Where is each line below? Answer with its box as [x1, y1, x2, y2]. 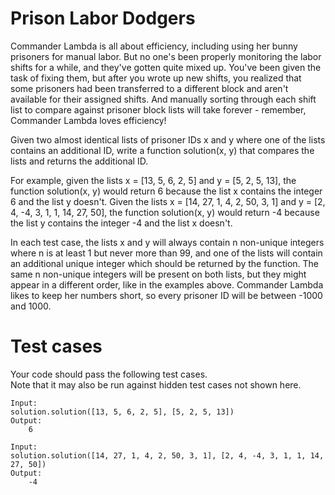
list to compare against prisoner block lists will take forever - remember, [10, 103, 307, 116]
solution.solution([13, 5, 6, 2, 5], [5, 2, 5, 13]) [10, 407, 235, 417]
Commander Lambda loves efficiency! [10, 114, 167, 126]
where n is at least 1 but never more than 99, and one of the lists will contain [10, 247, 323, 259]
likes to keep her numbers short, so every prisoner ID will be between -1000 [10, 289, 323, 301]
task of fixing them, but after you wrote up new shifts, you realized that [10, 72, 302, 84]
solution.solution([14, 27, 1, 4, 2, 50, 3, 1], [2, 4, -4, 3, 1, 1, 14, [10, 450, 325, 461]
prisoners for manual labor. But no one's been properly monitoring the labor [10, 50, 322, 62]
